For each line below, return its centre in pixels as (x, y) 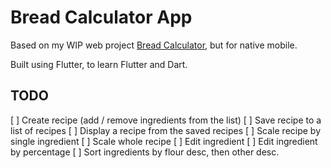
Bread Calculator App (101, 17)
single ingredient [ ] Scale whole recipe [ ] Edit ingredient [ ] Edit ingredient (164, 141)
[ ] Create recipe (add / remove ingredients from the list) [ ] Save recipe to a (166, 120)
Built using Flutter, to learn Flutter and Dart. (99, 64)
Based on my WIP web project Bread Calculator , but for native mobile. (154, 45)
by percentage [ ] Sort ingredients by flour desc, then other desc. (145, 152)
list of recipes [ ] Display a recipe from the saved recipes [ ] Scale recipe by (166, 130)
